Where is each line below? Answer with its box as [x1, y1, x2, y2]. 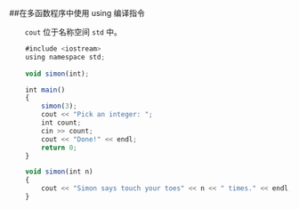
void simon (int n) [25, 167, 93, 176]
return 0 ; [41, 143, 77, 152]
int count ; [41, 118, 82, 127]
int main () [25, 85, 66, 94]
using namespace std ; [25, 52, 105, 61]
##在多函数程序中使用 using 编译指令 [9, 8, 145, 18]
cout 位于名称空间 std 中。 [25, 27, 122, 37]
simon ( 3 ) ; [41, 101, 77, 111]
